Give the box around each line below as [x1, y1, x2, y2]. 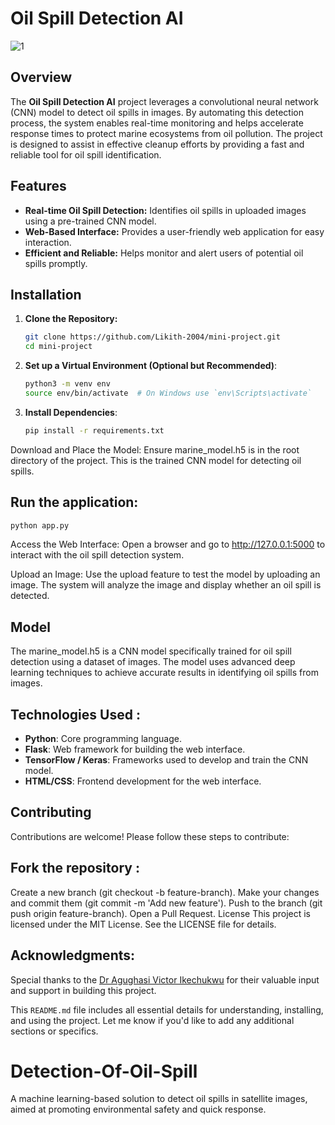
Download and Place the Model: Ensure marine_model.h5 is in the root [10, 443, 300, 456]
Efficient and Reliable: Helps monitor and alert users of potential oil [24, 247, 304, 259]
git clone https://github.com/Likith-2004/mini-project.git [24, 332, 281, 342]
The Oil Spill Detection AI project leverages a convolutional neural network [10, 95, 319, 107]
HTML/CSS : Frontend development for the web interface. [24, 775, 262, 787]
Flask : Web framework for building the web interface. [24, 743, 246, 756]
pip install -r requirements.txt [24, 425, 165, 436]
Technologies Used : [10, 706, 141, 723]
